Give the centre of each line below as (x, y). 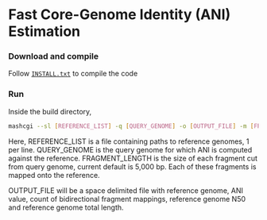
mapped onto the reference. (54, 175)
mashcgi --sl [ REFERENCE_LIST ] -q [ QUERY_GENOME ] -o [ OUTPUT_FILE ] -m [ (131, 126)
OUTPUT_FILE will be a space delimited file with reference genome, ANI (126, 190)
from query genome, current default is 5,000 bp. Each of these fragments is (132, 166)
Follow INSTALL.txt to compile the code (73, 74)
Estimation (44, 31)
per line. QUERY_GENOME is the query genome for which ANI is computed (130, 149)
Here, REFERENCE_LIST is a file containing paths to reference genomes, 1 (129, 141)
